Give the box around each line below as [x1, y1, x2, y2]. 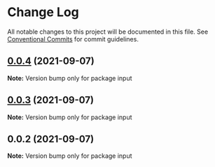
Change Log [7, 4, 79, 20]
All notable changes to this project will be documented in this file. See [7, 27, 209, 36]
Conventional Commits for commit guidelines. [7, 34, 139, 43]
